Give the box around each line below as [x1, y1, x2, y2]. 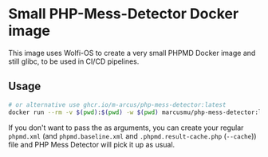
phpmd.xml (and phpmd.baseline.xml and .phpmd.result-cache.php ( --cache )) [8, 131, 257, 140]
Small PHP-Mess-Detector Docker [8, 5, 239, 23]
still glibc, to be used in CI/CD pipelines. [8, 57, 140, 66]
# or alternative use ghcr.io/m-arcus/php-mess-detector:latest [8, 100, 227, 108]
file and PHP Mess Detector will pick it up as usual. [8, 139, 175, 149]
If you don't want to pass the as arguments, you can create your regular [8, 123, 244, 132]
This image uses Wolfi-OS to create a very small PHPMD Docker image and [8, 48, 256, 57]
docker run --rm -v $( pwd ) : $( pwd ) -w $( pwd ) [8, 108, 159, 116]
